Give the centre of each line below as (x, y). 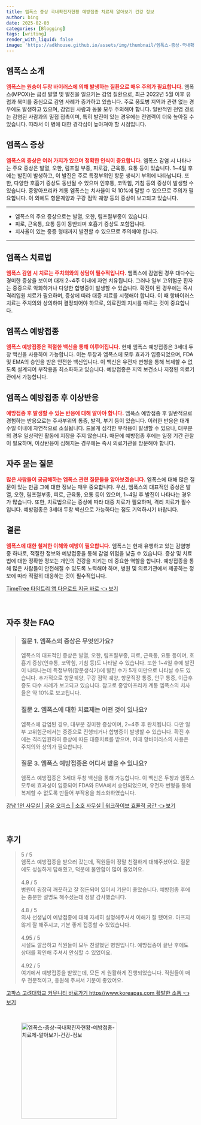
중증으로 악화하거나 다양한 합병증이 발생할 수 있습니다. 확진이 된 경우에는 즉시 (103, 288)
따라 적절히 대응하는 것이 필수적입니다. (62, 576)
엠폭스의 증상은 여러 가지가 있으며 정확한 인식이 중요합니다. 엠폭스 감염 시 (91, 160)
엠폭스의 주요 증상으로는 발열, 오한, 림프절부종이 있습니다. (82, 216)
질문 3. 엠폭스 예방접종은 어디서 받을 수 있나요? (84, 763)
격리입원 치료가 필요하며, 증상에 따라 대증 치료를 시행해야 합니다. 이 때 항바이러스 (100, 296)
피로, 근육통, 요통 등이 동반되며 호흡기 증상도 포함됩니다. (80, 224)
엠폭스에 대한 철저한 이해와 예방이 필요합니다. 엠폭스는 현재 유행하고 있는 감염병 (98, 546)
